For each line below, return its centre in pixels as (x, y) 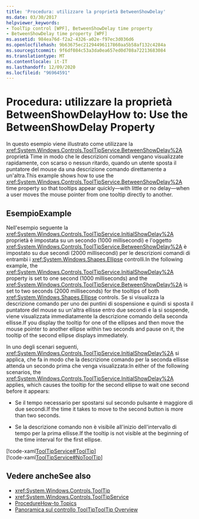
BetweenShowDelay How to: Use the (97, 115)
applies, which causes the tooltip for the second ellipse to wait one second (98, 385)
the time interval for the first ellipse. (58, 439)
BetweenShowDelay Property (81, 127)
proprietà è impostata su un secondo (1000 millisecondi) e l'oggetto (89, 240)
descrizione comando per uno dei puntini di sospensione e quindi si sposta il (100, 304)
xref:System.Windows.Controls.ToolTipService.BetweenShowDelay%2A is (97, 285)
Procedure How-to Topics (46, 503)
